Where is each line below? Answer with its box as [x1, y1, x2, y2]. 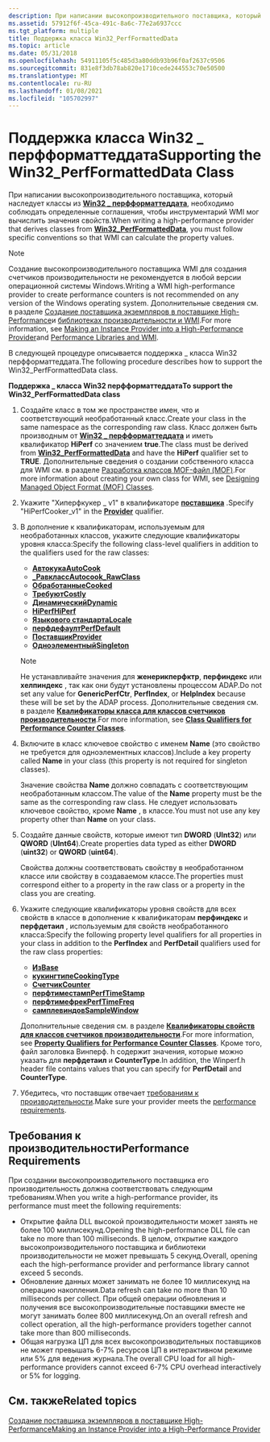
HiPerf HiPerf [31, 606, 77, 616]
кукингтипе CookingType [31, 971, 119, 981]
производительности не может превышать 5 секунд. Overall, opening [19, 1251, 258, 1261]
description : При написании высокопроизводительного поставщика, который [8, 11, 262, 20]
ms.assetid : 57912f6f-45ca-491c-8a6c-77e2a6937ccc [8, 19, 182, 27]
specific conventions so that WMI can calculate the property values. [8, 233, 235, 243]
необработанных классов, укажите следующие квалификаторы [19, 531, 240, 540]
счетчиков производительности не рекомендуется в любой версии [8, 273, 242, 282]
